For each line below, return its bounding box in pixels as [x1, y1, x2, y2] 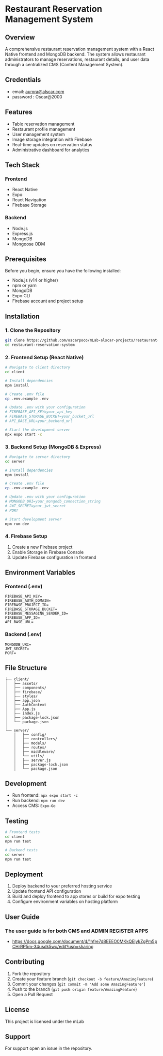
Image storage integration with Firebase [12, 136, 92, 142]
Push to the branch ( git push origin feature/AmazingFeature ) [12, 986, 137, 992]
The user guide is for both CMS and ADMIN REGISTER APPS [5, 927, 148, 934]
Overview [5, 33, 35, 41]
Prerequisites [5, 255, 47, 263]
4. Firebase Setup [5, 533, 48, 539]
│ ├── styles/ [5, 693, 38, 699]
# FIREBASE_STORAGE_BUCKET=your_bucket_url [5, 414, 95, 419]
